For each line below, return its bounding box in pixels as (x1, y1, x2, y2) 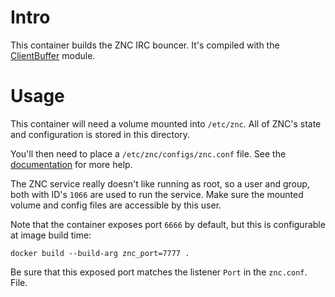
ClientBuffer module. (10, 49, 96, 61)
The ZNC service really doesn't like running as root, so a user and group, (10, 177, 310, 190)
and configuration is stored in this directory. (10, 128, 191, 140)
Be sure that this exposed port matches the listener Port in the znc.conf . (10, 266, 308, 278)
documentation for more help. (10, 158, 133, 170)
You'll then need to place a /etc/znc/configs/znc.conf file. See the (10, 147, 287, 160)
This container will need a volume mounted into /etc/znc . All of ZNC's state (10, 117, 322, 130)
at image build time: (10, 229, 92, 241)
